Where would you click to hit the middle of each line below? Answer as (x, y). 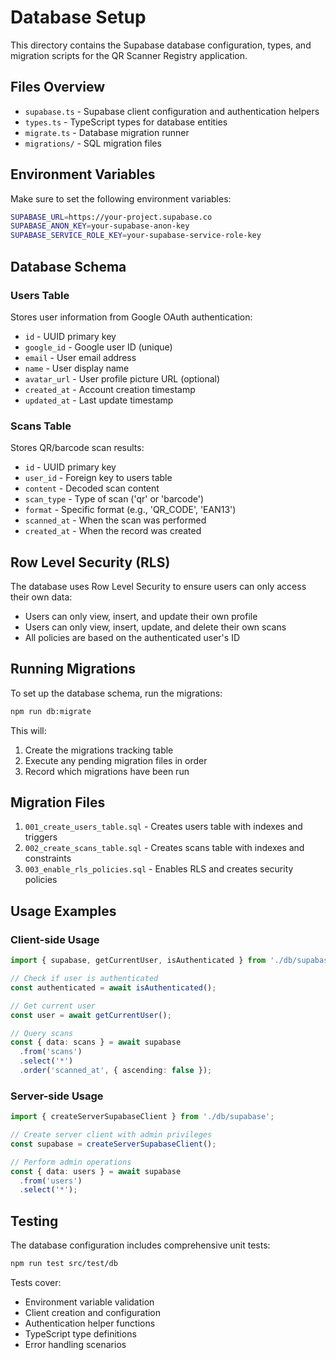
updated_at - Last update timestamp (99, 400)
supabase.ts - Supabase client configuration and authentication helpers (172, 111)
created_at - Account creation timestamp (110, 389)
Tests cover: (36, 1283)
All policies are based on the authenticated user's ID (132, 637)
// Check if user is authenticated (84, 979)
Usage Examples (63, 911)
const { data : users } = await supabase (96, 1171)
